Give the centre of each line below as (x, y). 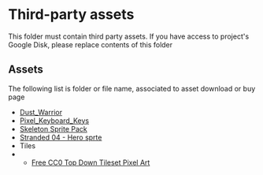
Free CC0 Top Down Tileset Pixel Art (91, 162)
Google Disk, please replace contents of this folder (91, 44)
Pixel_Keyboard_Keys (54, 121)
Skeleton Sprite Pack (54, 128)
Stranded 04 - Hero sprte (61, 137)
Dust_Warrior (41, 112)
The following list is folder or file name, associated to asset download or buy (132, 88)
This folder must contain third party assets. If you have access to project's (129, 36)
